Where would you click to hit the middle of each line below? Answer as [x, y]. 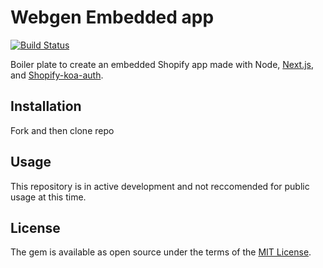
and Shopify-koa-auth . [57, 75]
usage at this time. [48, 197]
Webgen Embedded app [112, 17]
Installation [46, 106]
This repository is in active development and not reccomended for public [160, 186]
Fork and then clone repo [62, 130]
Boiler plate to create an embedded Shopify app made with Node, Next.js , [162, 64]
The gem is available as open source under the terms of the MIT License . [161, 252]
